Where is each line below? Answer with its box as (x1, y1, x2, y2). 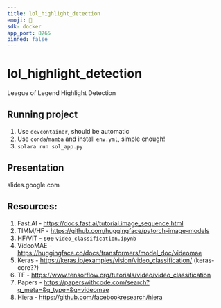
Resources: (7, 200, 58, 212)
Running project (7, 109, 78, 121)
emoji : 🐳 (7, 17, 33, 24)
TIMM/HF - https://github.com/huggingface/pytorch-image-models (17, 226, 210, 234)
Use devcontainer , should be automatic (17, 127, 130, 135)
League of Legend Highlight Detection (7, 89, 116, 97)
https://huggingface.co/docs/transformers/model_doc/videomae (17, 248, 202, 257)
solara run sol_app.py (17, 143, 83, 150)
